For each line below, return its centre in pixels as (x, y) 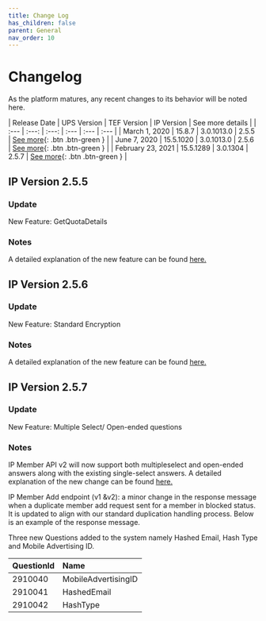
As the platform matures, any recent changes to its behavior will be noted (128, 99)
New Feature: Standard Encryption (65, 324)
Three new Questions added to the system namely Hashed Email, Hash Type (133, 538)
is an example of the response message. (74, 523)
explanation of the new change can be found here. (90, 482)
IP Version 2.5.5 (48, 181)
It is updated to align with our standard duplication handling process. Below (131, 514)
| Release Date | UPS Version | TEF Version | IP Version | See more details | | (132, 123)
